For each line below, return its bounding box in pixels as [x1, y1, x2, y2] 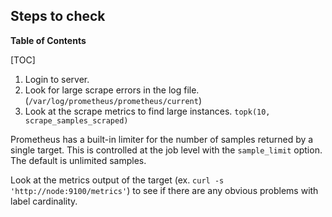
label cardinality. [10, 195, 78, 207]
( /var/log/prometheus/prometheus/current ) [24, 94, 203, 106]
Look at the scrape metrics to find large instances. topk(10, [24, 105, 271, 117]
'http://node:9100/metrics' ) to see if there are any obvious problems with [10, 184, 319, 196]
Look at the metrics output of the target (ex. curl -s [10, 174, 225, 186]
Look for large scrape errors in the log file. [24, 84, 200, 96]
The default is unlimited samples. [10, 154, 147, 166]
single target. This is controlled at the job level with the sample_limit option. [10, 144, 323, 156]
